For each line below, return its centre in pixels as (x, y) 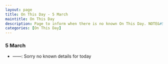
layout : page (19, 10)
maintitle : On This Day (30, 19)
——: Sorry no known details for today (52, 56)
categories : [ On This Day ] (33, 28)
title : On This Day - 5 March (37, 14)
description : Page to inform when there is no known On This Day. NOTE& (82, 24)
